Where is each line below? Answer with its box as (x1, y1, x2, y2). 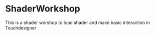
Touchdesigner (5, 24, 37, 30)
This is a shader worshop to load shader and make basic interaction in (5, 19, 150, 25)
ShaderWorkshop (5, 3, 80, 14)
